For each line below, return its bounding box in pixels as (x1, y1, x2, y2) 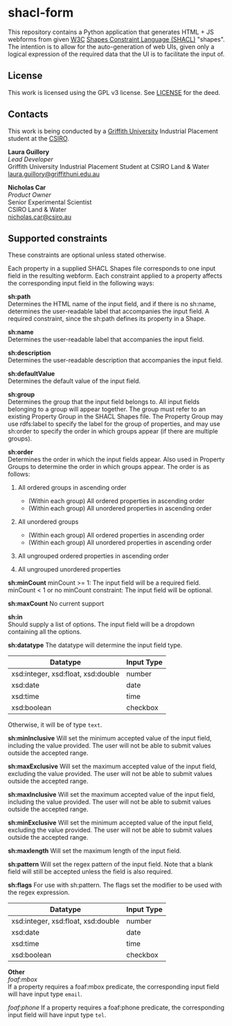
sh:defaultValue (8, 369, 55, 378)
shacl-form (8, 5, 74, 21)
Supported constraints (8, 232, 108, 244)
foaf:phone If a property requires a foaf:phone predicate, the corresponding (8, 1003, 224, 1012)
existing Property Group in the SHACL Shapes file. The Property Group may (8, 412, 224, 421)
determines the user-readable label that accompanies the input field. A (8, 307, 210, 316)
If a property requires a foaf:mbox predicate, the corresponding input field (8, 982, 220, 991)
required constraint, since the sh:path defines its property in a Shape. (8, 315, 206, 323)
